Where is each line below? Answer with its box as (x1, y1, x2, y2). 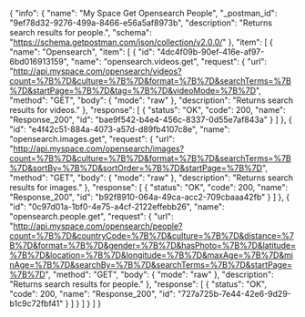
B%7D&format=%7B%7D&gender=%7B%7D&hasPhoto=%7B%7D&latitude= (9, 240, 297, 251)
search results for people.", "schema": (9, 27, 152, 37)
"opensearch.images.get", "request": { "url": (9, 134, 176, 144)
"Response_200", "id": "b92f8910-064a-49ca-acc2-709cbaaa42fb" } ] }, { (9, 191, 290, 202)
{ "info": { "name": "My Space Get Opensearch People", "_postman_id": (9, 8, 278, 18)
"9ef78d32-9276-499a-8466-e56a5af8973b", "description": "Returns (9, 17, 273, 28)
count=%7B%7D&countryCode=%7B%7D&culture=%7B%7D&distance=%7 (9, 230, 294, 240)
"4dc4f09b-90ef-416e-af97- (157, 46, 265, 57)
